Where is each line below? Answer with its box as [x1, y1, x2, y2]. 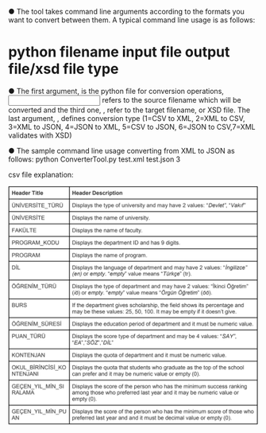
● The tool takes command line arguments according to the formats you [8, 7, 245, 16]
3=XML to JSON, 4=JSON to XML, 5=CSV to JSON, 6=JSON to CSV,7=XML [8, 122, 256, 131]
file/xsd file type [8, 60, 119, 78]
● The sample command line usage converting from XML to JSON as [8, 146, 236, 155]
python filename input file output [8, 43, 230, 61]
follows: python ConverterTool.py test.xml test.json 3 [8, 154, 181, 164]
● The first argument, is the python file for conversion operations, [8, 86, 225, 96]
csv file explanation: [8, 170, 74, 179]
